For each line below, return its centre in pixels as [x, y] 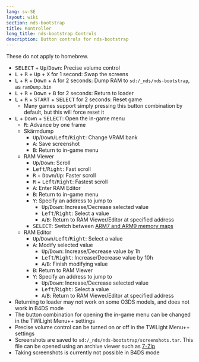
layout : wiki [22, 17]
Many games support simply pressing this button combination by [103, 106]
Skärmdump [39, 131]
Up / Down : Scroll [51, 163]
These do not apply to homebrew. [48, 56]
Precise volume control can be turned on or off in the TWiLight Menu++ [102, 327]
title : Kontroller [29, 28]
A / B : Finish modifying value [75, 264]
